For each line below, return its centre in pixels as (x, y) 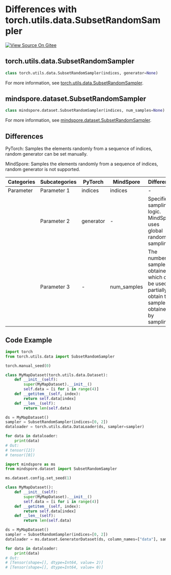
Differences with (41, 9)
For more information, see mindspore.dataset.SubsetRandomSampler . (78, 120)
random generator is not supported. (43, 169)
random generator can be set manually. (47, 154)
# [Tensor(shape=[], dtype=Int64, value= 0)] (54, 567)
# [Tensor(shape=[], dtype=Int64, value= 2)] (54, 563)
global (155, 231)
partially (158, 290)
